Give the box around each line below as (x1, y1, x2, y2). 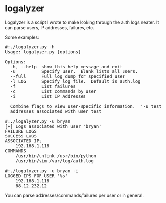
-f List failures (10, 83, 76, 89)
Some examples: (5, 34, 39, 40)
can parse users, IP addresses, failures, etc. (5, 24, 95, 30)
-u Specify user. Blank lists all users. (10, 68, 138, 74)
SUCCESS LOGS (5, 133, 37, 139)
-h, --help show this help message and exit (10, 64, 123, 69)
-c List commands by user (10, 88, 97, 94)
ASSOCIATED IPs (5, 138, 42, 144)
